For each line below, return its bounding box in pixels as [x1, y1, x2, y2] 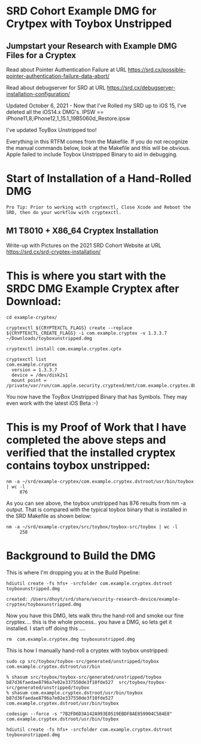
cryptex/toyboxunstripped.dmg [6, 601, 82, 607]
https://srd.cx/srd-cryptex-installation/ [6, 248, 101, 255]
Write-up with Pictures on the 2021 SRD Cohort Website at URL [6, 242, 162, 249]
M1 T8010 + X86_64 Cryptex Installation [6, 226, 159, 236]
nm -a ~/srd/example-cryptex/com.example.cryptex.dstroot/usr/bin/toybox [6, 478, 194, 484]
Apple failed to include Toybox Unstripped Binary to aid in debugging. [6, 151, 178, 158]
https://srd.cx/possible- [127, 66, 186, 73]
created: [6, 596, 28, 602]
